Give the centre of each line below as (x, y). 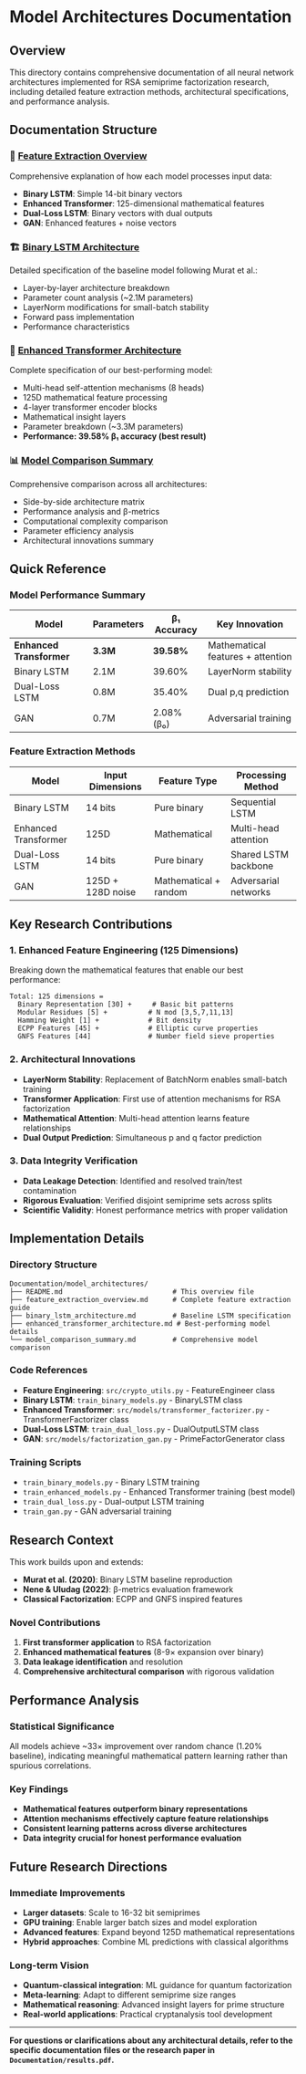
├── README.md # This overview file (132, 1292)
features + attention (250, 657)
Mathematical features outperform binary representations (135, 1809)
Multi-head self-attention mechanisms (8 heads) (113, 388)
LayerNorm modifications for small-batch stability (116, 307)
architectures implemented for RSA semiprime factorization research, (139, 82)
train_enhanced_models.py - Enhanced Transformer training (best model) (159, 1492)
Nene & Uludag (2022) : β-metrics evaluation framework (128, 1589)
